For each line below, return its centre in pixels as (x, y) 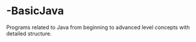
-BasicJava (35, 11)
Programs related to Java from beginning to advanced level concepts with (98, 27)
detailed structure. (29, 33)
